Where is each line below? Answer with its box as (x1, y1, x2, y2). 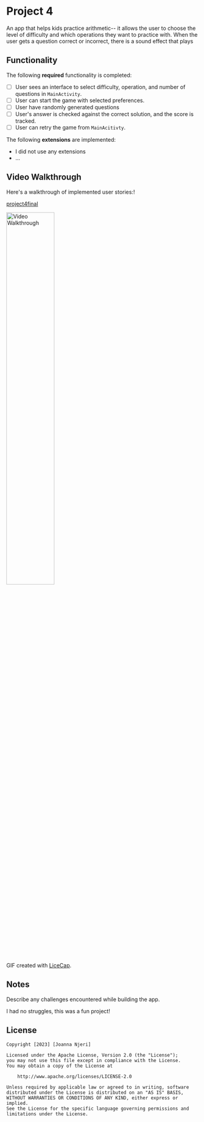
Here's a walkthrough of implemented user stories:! (6, 188, 135, 195)
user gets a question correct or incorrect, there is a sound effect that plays (6, 37, 194, 45)
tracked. (15, 117, 37, 125)
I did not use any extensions (15, 148, 86, 155)
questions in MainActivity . (15, 90, 82, 97)
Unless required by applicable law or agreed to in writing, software (6, 1084, 189, 1090)
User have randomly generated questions (15, 103, 120, 111)
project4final (6, 200, 38, 207)
